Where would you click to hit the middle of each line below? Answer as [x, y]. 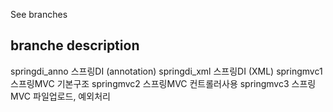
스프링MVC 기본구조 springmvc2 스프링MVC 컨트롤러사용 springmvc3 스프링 [163, 83]
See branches [39, 14]
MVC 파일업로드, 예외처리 [60, 96]
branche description [75, 45]
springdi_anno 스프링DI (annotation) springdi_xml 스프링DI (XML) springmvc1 [166, 71]
